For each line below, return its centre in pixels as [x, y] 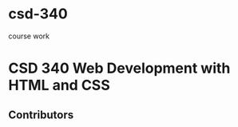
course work [29, 36]
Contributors [41, 115]
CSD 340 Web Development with [119, 68]
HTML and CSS [59, 85]
